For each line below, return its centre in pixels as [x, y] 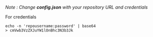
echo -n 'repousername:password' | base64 [50, 26]
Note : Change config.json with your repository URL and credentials [76, 7]
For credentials [21, 17]
